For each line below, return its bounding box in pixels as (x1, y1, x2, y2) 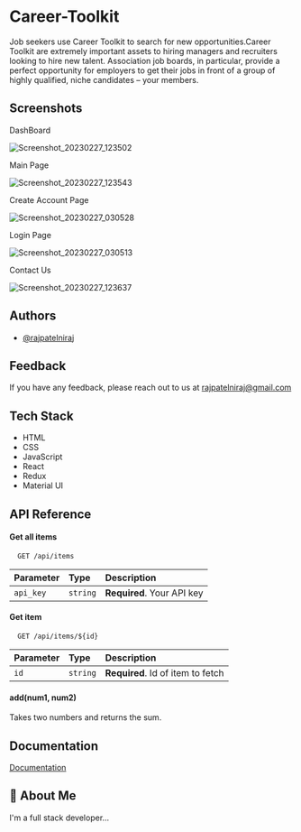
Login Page (9, 229, 52, 240)
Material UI (22, 480, 64, 491)
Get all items (9, 532, 58, 542)
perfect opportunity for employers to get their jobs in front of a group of (9, 65, 276, 76)
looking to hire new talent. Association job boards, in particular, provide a (9, 55, 281, 66)
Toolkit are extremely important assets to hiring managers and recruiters (9, 45, 278, 56)
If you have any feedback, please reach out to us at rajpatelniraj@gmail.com (9, 382, 292, 393)
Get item (9, 612, 42, 623)
